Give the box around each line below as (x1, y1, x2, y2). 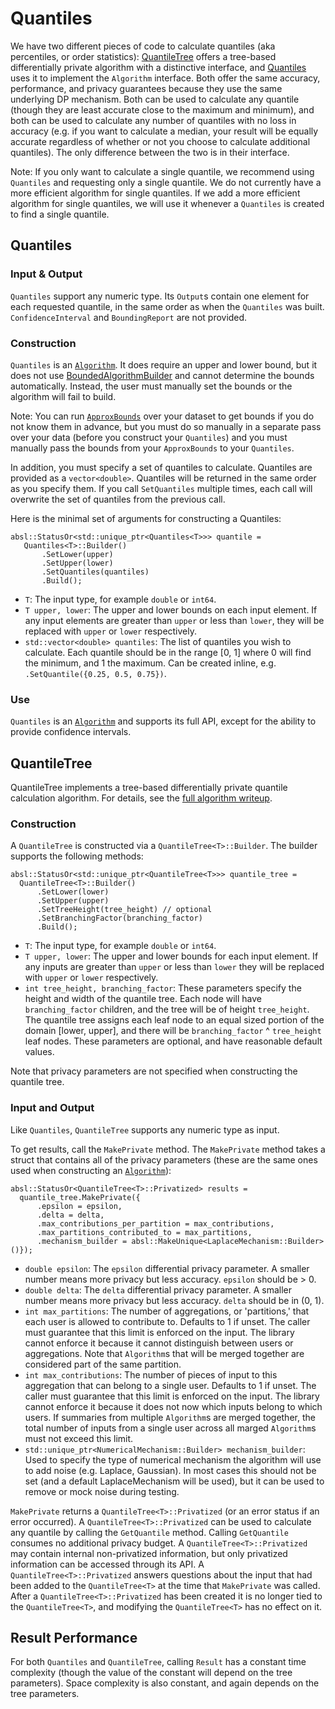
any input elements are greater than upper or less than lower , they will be (24, 614, 325, 626)
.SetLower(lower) (36, 887, 110, 897)
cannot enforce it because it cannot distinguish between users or (24, 1337, 294, 1349)
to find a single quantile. (10, 208, 110, 220)
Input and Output (10, 1101, 95, 1115)
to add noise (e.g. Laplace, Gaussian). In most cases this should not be (24, 1464, 317, 1476)
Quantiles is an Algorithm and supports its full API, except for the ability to (10, 715, 317, 727)
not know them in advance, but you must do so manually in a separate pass (10, 420, 322, 432)
